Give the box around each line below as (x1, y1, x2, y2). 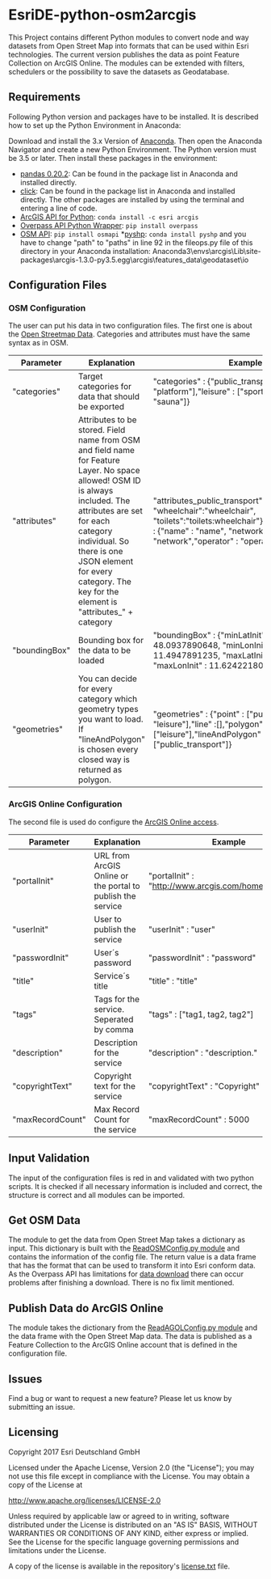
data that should (77, 391, 140, 402)
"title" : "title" (148, 975, 198, 986)
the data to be (77, 645, 131, 656)
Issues (8, 1372, 43, 1386)
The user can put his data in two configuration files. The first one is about (8, 321, 252, 331)
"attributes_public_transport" (152, 495, 263, 506)
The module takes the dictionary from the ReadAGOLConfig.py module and (8, 1323, 258, 1332)
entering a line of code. (19, 203, 98, 213)
